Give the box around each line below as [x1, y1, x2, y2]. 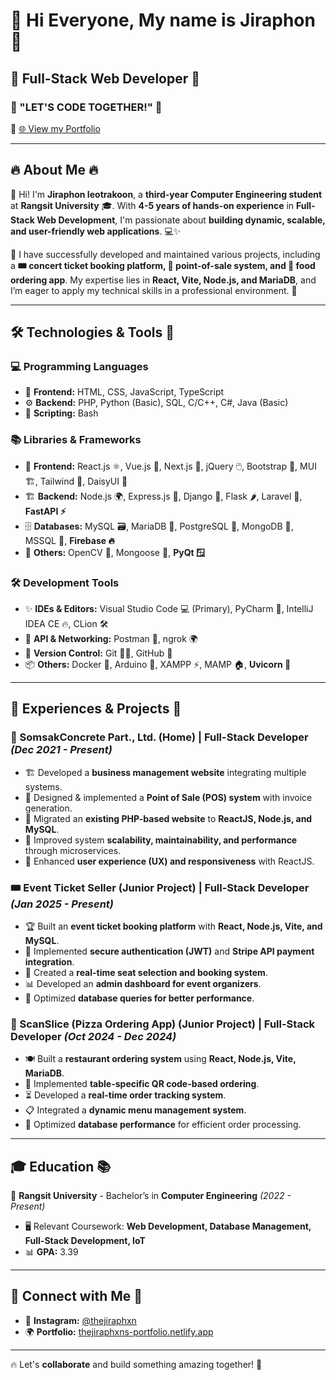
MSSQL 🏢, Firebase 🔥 [24, 534, 115, 546]
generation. [24, 802, 73, 814]
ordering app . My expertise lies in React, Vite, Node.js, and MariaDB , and [10, 274, 317, 286]
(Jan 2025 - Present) [10, 897, 114, 911]
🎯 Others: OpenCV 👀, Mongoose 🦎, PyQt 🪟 [24, 546, 205, 558]
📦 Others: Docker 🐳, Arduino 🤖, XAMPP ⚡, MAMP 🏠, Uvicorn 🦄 [24, 658, 292, 670]
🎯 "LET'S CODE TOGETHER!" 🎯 [10, 100, 163, 114]
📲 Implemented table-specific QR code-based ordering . [24, 1078, 260, 1090]
